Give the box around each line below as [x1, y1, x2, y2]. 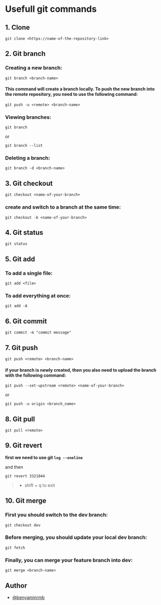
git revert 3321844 [5, 474, 45, 478]
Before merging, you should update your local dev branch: [5, 534, 147, 541]
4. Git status [5, 228, 43, 237]
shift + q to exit [24, 482, 55, 488]
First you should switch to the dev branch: [5, 512, 108, 519]
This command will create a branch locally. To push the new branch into [5, 86, 155, 92]
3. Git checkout [5, 179, 53, 187]
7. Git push [5, 344, 38, 352]
